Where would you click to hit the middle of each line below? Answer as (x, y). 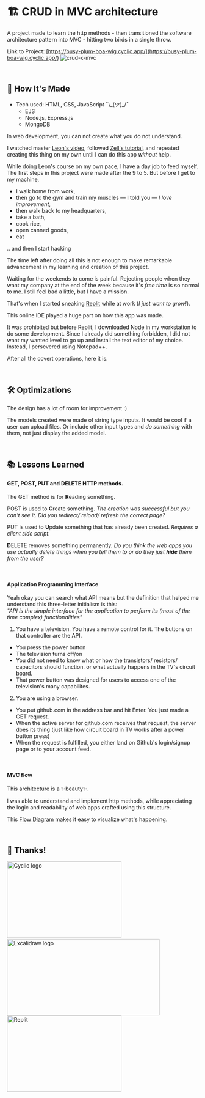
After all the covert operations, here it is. (58, 358)
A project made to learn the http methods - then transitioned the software (99, 33)
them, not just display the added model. (57, 433)
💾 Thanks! (27, 850)
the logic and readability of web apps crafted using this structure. (89, 807)
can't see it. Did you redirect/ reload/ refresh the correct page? (86, 515)
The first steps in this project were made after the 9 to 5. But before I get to (101, 172)
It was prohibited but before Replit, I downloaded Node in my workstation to (102, 327)
